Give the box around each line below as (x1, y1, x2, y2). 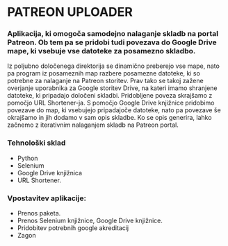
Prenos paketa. (17, 209, 61, 218)
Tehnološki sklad (7, 138, 66, 148)
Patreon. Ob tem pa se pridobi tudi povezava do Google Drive (7, 37, 217, 47)
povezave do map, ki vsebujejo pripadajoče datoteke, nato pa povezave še (7, 106, 221, 114)
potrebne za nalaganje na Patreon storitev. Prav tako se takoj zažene (7, 77, 204, 85)
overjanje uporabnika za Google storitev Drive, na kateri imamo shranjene (7, 84, 218, 92)
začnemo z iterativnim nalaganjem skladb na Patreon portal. (7, 121, 179, 129)
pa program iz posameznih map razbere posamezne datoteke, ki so (7, 69, 200, 78)
